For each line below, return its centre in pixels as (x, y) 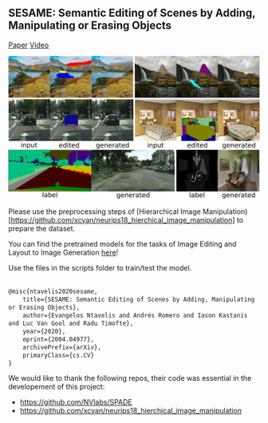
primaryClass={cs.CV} (58, 355)
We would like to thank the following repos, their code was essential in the (130, 378)
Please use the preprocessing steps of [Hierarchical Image (104, 211)
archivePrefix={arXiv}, (62, 347)
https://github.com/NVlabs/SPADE (76, 401)
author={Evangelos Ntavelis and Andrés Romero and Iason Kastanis (135, 315)
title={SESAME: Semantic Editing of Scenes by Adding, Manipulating (139, 299)
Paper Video (29, 45)
